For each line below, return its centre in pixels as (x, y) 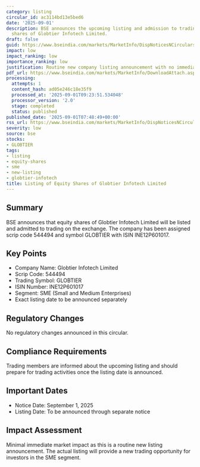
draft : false (22, 39)
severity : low (24, 128)
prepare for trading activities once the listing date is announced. (85, 372)
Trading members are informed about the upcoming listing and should (92, 366)
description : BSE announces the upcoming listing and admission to (92, 28)
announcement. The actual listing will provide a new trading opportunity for (99, 451)
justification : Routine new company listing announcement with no (90, 67)
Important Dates (37, 391)
